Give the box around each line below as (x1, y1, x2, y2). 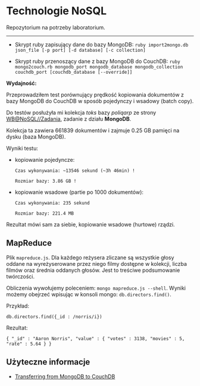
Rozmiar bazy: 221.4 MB (14, 210, 74, 216)
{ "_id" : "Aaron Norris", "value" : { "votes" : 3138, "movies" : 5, (6, 335, 185, 341)
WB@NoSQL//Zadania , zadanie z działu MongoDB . (6, 115, 132, 123)
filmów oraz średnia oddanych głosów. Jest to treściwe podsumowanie (6, 266, 180, 274)
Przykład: (6, 302, 30, 309)
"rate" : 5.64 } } (6, 341, 52, 347)
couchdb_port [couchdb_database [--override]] (14, 69, 133, 75)
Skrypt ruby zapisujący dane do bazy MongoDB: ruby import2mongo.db (14, 40, 189, 48)
